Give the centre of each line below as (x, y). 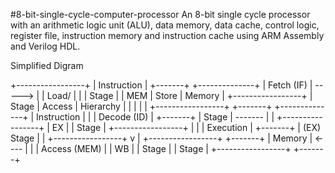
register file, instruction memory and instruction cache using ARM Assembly (167, 35)
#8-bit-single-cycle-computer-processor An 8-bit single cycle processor (160, 14)
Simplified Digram (47, 65)
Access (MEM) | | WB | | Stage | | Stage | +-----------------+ (166, 148)
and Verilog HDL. (45, 46)
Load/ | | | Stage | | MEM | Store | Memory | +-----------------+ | (179, 95)
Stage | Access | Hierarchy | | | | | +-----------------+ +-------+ (141, 106)
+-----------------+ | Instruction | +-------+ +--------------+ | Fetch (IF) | (161, 85)
